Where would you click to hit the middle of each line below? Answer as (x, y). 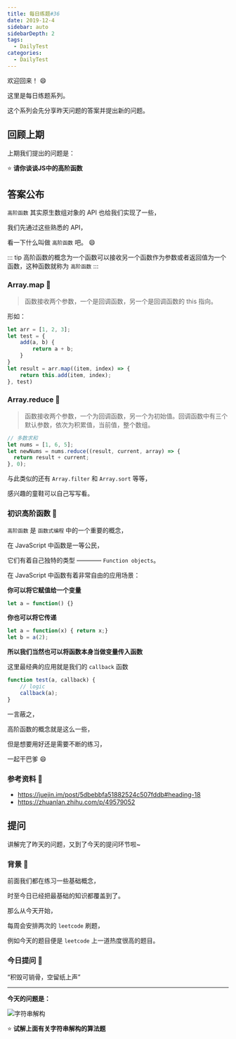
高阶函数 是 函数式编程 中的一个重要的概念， (67, 530)
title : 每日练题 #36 (34, 14)
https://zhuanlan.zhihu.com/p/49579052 (76, 802)
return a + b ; (53, 349)
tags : (15, 40)
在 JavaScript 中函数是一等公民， (55, 545)
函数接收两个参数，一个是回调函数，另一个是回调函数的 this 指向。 (121, 301)
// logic (33, 687)
